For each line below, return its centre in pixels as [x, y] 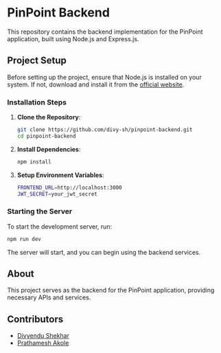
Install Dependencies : [49, 149]
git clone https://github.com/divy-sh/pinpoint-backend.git [105, 130]
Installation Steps [37, 102]
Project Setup [37, 61]
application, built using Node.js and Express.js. [73, 38]
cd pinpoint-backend [46, 136]
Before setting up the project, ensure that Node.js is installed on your [105, 77]
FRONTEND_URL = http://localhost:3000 [69, 187]
